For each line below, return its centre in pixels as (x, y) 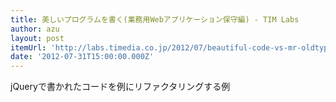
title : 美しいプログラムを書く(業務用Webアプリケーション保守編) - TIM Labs (155, 19)
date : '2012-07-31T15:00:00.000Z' (82, 57)
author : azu (35, 29)
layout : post (37, 38)
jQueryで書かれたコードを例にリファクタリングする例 (120, 87)
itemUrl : (28, 47)
